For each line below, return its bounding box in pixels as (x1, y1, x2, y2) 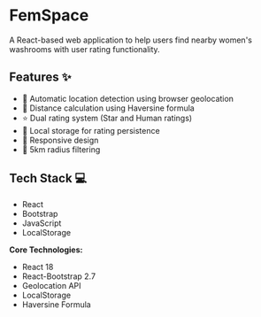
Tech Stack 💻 (9, 171, 88, 186)
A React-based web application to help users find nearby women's (9, 35, 252, 45)
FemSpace (9, 5, 89, 26)
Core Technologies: (9, 244, 83, 255)
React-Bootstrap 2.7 (21, 271, 96, 282)
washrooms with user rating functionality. (9, 43, 161, 54)
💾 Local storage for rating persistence (21, 125, 161, 135)
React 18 (21, 261, 54, 272)
